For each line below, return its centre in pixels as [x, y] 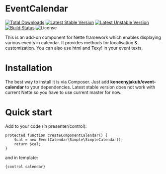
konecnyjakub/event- [133, 82]
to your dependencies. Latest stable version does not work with [90, 87]
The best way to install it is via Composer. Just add [57, 82]
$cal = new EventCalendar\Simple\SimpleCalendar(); [69, 140]
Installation [29, 68]
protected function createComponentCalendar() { [56, 135]
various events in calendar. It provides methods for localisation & [71, 42]
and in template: [22, 158]
